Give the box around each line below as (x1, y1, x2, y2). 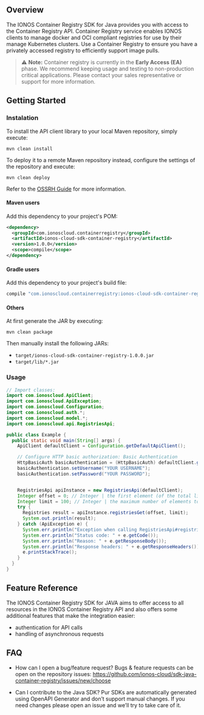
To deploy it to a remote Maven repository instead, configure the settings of (6, 156, 195, 163)
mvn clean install (6, 146, 53, 152)
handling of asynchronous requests (15, 630, 104, 637)
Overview (6, 5, 44, 15)
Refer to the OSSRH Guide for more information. (6, 185, 126, 192)
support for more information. (21, 78, 96, 85)
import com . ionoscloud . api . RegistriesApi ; (6, 421, 115, 427)
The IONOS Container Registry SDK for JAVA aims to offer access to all (6, 599, 184, 606)
